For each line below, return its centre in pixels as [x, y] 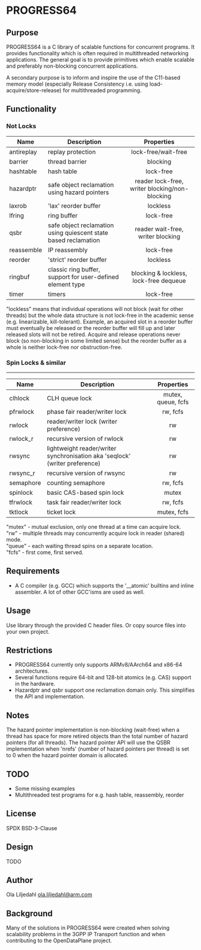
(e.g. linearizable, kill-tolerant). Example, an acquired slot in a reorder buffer [100, 322]
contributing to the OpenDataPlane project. [59, 940]
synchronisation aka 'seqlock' [89, 456]
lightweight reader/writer [82, 448]
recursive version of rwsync [86, 473]
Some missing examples [45, 789]
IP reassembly [68, 250]
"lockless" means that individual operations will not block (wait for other [95, 308]
